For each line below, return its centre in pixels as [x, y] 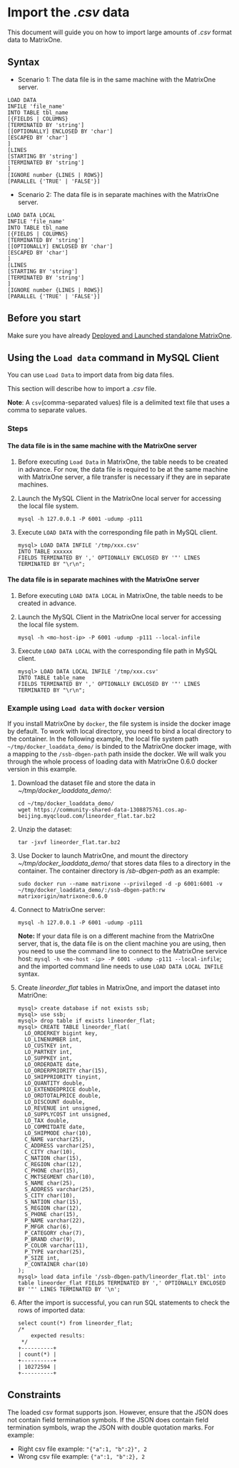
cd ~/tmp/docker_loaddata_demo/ [66, 804]
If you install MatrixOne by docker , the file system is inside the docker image [119, 724]
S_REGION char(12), [53, 1208]
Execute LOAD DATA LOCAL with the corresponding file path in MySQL [117, 651]
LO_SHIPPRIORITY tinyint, [63, 1077]
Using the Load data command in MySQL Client [113, 358]
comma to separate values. [47, 410]
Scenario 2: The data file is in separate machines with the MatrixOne [118, 194]
